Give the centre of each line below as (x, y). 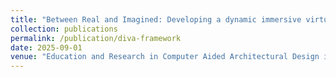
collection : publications (64, 29)
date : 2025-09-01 (46, 47)
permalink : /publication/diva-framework (96, 38)
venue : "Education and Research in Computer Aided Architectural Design (165, 57)
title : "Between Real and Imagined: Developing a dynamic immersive (156, 19)
